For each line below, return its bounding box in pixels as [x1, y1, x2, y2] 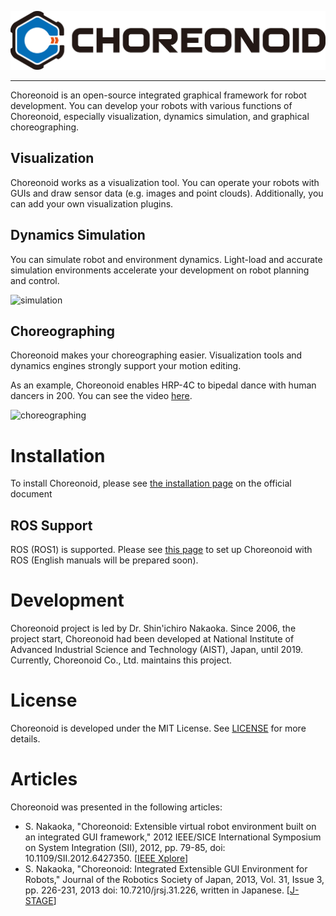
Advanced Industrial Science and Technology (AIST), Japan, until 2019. [10, 644, 304, 656]
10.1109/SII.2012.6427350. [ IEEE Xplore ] [24, 852, 189, 864]
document [10, 488, 53, 500]
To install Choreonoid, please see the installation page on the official [10, 477, 292, 490]
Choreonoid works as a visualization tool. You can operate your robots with [10, 176, 320, 188]
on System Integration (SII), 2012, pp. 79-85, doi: [24, 842, 226, 853]
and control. [10, 274, 60, 286]
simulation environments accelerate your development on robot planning [10, 264, 310, 276]
